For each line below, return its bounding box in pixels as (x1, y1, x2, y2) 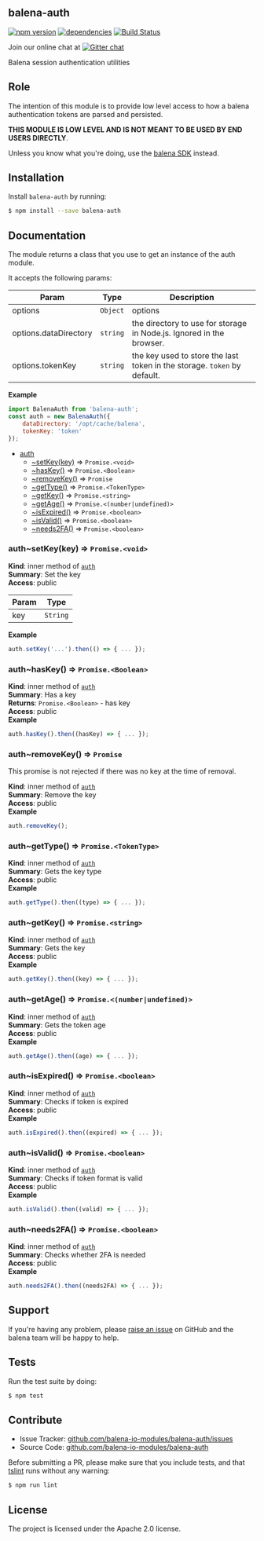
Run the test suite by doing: (8, 1376, 97, 1385)
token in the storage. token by (132, 361, 241, 372)
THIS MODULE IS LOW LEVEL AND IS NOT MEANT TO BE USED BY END (8, 125, 243, 134)
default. (132, 370, 160, 381)
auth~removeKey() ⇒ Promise (8, 749, 123, 760)
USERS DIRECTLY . (8, 133, 69, 142)
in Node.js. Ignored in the (132, 328, 225, 339)
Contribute (8, 1413, 63, 1426)
